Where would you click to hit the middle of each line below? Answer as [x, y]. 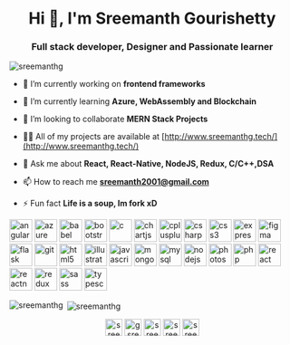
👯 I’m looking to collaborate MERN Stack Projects [115, 119]
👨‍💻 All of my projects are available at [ [93, 137]
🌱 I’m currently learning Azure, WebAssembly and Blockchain [139, 101]
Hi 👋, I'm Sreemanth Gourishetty [152, 19]
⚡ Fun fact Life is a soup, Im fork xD [90, 204]
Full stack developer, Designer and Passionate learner [152, 47]
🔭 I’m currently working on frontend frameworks [114, 84]
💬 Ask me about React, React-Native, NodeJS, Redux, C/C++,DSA [148, 164]
